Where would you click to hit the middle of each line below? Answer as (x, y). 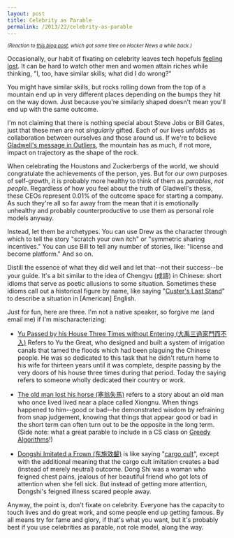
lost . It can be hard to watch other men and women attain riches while (108, 66)
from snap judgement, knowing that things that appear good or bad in (118, 417)
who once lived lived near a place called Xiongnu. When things (108, 402)
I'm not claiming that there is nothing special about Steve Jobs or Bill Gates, (116, 123)
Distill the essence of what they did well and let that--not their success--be (115, 268)
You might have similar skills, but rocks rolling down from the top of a (107, 87)
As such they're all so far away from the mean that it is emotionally (103, 203)
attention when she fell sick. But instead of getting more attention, (112, 484)
